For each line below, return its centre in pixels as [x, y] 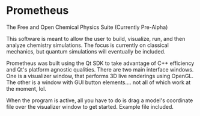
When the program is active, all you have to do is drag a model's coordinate [100, 100]
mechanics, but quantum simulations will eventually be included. [86, 51]
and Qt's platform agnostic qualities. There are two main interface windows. [100, 69]
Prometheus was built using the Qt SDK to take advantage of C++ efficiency [100, 63]
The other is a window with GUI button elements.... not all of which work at [98, 82]
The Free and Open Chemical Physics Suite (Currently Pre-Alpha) [87, 27]
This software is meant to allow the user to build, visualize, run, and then [96, 38]
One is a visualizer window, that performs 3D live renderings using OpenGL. [100, 76]
